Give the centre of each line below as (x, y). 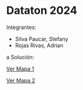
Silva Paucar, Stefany (41, 39)
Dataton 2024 (42, 11)
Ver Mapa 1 (20, 69)
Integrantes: (21, 27)
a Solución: (20, 57)
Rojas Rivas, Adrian (39, 45)
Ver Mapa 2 (21, 80)
